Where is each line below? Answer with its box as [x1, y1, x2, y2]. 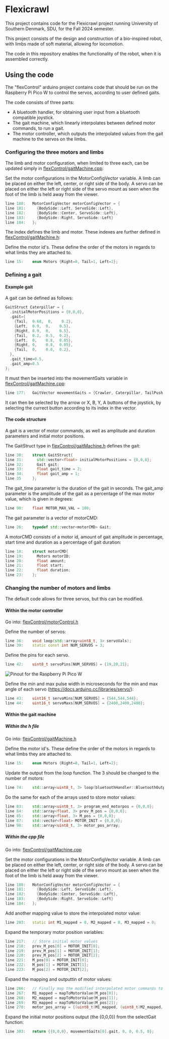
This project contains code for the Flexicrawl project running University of [5, 20, 158, 26]
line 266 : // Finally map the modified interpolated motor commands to [5, 986, 163, 991]
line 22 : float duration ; [5, 568, 71, 573]
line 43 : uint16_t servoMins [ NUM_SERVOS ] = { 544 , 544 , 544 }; [5, 696, 138, 701]
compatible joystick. [12, 114, 54, 120]
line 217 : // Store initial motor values [5, 939, 98, 944]
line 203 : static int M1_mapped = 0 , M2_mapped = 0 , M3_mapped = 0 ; [5, 920, 156, 925]
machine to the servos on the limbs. [12, 135, 87, 142]
